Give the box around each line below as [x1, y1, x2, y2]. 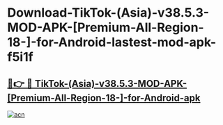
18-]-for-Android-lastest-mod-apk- [7, 35, 217, 50]
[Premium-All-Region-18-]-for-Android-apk [7, 92, 201, 103]
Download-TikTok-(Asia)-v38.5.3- [7, 5, 210, 21]
